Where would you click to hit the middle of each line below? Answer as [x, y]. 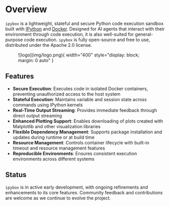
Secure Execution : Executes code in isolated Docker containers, [80, 89]
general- [144, 34]
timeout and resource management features [59, 148]
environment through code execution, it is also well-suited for [69, 34]
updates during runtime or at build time [54, 137]
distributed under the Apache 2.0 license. [49, 45]
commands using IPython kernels [48, 105]
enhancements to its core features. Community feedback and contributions [84, 192]
